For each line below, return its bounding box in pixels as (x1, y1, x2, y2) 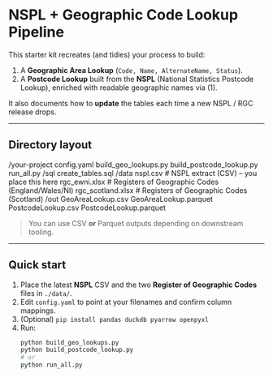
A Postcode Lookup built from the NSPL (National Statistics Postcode (19, 74, 254, 84)
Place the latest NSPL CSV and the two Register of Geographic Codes (19, 280, 258, 289)
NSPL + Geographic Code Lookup (8, 6, 238, 24)
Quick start (8, 258, 67, 272)
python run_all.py (19, 361, 83, 370)
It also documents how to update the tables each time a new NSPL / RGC (8, 98, 253, 108)
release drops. (8, 107, 57, 117)
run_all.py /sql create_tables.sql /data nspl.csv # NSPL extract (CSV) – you (8, 168, 258, 178)
